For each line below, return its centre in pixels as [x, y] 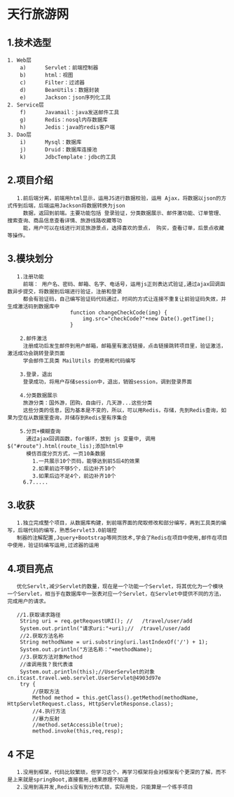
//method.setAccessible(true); [78, 725]
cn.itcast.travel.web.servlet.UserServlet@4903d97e [84, 678]
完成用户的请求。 [28, 601]
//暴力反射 [46, 719]
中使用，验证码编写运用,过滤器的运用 [53, 545]
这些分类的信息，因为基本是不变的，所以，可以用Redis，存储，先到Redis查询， [122, 410]
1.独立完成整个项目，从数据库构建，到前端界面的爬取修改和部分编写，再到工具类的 [119, 523]
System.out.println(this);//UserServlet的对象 [88, 672]
